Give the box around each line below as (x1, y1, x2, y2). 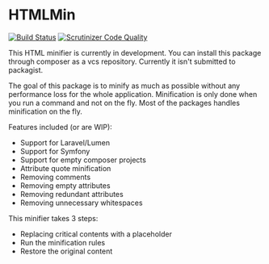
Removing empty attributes (19, 180, 111, 191)
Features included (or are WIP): (8, 122, 113, 132)
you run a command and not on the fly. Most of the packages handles (8, 98, 241, 107)
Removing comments (19, 172, 91, 182)
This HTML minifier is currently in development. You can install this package (8, 48, 262, 57)
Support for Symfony (19, 146, 90, 156)
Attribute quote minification (19, 163, 111, 173)
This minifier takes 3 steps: (8, 213, 99, 223)
